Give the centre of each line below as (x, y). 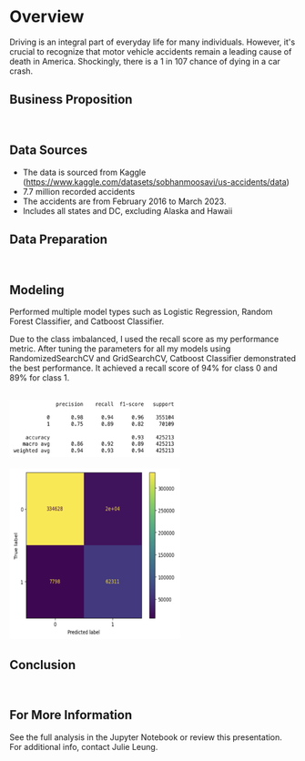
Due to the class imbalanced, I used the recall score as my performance (144, 340)
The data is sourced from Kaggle (84, 172)
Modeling (37, 290)
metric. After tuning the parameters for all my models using (120, 349)
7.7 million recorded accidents (79, 191)
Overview (47, 17)
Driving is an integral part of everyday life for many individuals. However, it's (152, 42)
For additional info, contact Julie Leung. (84, 746)
